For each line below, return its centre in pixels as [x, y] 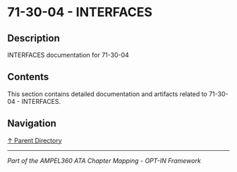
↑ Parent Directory [35, 140]
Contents [28, 77]
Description [34, 38]
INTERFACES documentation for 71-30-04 [68, 55]
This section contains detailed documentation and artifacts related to [108, 94]
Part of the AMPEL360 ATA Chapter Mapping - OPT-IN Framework [104, 160]
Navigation [32, 124]
